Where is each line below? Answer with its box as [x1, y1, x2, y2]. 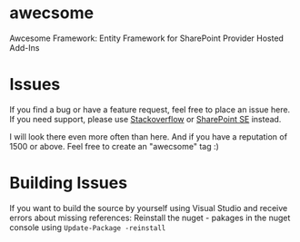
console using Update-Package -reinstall [9, 221, 166, 233]
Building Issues [9, 173, 128, 193]
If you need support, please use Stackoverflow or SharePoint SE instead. [9, 113, 282, 124]
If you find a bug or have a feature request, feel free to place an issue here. [9, 103, 291, 115]
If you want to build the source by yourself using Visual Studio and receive [9, 202, 288, 213]
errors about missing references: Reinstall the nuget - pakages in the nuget [9, 212, 291, 223]
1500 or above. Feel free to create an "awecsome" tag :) [9, 140, 220, 151]
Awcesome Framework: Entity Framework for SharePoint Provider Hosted [9, 33, 285, 44]
